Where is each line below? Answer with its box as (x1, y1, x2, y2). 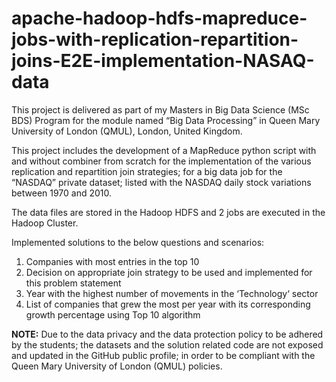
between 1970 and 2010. (11, 187, 113, 199)
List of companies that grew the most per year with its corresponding (25, 298, 311, 310)
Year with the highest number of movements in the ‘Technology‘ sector (25, 287, 319, 299)
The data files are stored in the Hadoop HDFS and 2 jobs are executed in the (11, 206, 326, 218)
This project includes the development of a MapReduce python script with (11, 144, 317, 156)
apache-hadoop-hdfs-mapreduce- (11, 7, 308, 30)
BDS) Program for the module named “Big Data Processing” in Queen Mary (11, 114, 321, 126)
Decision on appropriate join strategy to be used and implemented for (25, 266, 313, 278)
